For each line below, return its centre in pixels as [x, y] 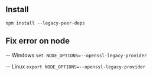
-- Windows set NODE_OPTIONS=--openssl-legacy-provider [76, 55]
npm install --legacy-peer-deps [45, 23]
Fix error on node [38, 41]
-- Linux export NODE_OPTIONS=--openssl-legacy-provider [76, 66]
